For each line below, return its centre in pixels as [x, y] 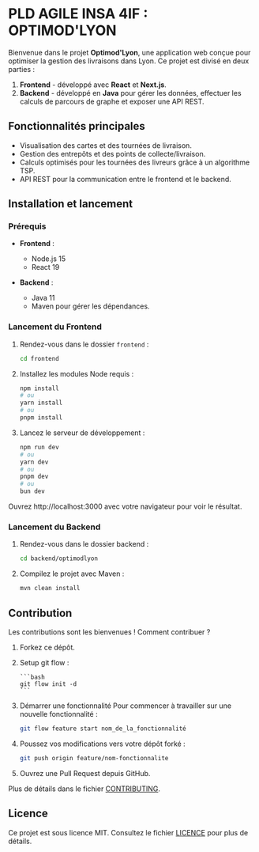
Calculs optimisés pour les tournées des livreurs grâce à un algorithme [135, 162]
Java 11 [43, 298]
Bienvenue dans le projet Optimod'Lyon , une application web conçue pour [129, 52]
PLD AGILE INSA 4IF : [78, 14]
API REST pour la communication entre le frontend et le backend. [125, 179]
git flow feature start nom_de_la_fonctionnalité [103, 729]
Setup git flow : [44, 662]
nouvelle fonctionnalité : [58, 714]
